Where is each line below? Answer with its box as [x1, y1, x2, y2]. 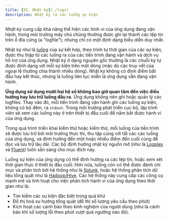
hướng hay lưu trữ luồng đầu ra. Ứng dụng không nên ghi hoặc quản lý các [5, 94, 162, 100]
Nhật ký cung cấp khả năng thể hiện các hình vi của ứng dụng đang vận [5, 26, 155, 32]
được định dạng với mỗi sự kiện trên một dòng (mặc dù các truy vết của [5, 63, 154, 69]
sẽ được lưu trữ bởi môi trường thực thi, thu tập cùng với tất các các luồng [5, 130, 158, 136]
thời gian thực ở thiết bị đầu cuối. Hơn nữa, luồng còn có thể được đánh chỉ [5, 161, 160, 168]
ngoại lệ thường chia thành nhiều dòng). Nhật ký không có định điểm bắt [5, 68, 156, 74]
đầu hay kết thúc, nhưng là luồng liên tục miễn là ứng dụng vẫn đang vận [5, 73, 156, 79]
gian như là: [5, 183, 30, 189]
